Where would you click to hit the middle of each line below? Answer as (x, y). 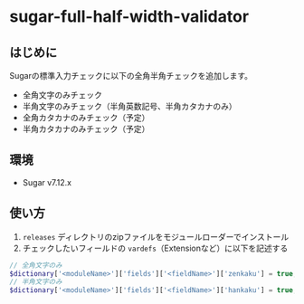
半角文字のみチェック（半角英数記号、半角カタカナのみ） (129, 106)
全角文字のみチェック (62, 95)
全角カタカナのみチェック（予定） (86, 118)
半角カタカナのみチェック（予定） (86, 129)
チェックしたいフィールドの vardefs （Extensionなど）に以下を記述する (155, 248)
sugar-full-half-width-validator (129, 17)
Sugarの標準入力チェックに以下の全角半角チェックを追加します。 (131, 76)
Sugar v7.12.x (47, 182)
